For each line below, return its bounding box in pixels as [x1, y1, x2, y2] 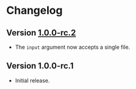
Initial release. [15, 76, 50, 84]
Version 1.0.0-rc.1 [6, 61, 74, 71]
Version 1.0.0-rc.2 [6, 28, 76, 38]
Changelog [6, 4, 63, 17]
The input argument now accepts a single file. [15, 43, 131, 51]
